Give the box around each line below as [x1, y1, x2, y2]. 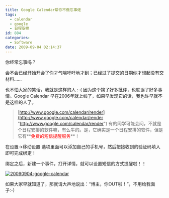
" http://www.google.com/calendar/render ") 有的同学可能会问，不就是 [17, 120, 162, 126]
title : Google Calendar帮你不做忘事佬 [5, 7, 81, 13]
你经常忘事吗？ [5, 59, 36, 65]
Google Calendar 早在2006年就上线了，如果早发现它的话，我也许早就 [14, 93, 158, 99]
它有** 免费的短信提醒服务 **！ [17, 133, 79, 139]
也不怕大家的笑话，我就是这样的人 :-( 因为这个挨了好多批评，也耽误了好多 [5, 86, 158, 93]
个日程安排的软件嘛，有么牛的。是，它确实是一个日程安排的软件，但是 [17, 126, 163, 133]
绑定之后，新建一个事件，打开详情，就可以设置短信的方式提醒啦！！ [5, 160, 146, 166]
